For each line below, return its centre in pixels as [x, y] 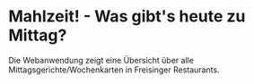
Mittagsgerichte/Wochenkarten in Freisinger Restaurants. [114, 70]
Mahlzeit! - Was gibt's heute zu [127, 17]
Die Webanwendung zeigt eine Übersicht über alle [101, 60]
